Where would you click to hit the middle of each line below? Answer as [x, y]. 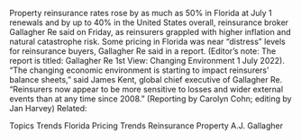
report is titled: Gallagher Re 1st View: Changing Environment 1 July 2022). [147, 61]
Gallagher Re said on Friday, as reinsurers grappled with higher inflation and [150, 32]
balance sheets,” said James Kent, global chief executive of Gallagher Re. [146, 79]
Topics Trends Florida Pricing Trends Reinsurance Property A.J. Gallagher [146, 126]
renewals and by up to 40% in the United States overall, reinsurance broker [149, 22]
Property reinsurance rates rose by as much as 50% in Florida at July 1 [141, 13]
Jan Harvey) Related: [48, 108]
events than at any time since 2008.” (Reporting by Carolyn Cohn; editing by [150, 99]
